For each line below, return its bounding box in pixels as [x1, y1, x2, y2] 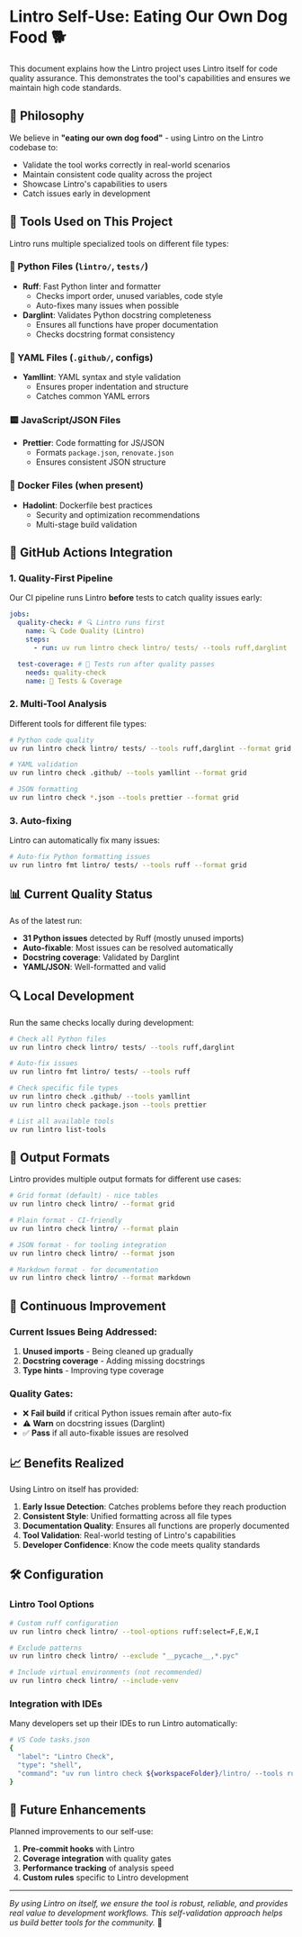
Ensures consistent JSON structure [35, 457, 166, 467]
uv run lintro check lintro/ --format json [9, 1249, 175, 1258]
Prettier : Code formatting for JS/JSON [22, 438, 164, 448]
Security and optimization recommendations [35, 509, 200, 520]
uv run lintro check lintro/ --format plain [9, 1224, 179, 1233]
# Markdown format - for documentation [9, 1265, 159, 1274]
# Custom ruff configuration [9, 1618, 119, 1627]
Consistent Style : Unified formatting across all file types [22, 1511, 232, 1522]
